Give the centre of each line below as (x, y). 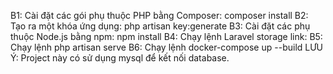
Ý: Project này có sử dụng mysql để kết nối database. (120, 58)
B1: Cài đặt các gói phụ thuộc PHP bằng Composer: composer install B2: (159, 15)
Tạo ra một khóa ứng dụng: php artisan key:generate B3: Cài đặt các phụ (160, 26)
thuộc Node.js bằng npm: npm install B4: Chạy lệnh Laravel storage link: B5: (166, 36)
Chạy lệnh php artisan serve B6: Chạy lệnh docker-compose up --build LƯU (166, 47)
